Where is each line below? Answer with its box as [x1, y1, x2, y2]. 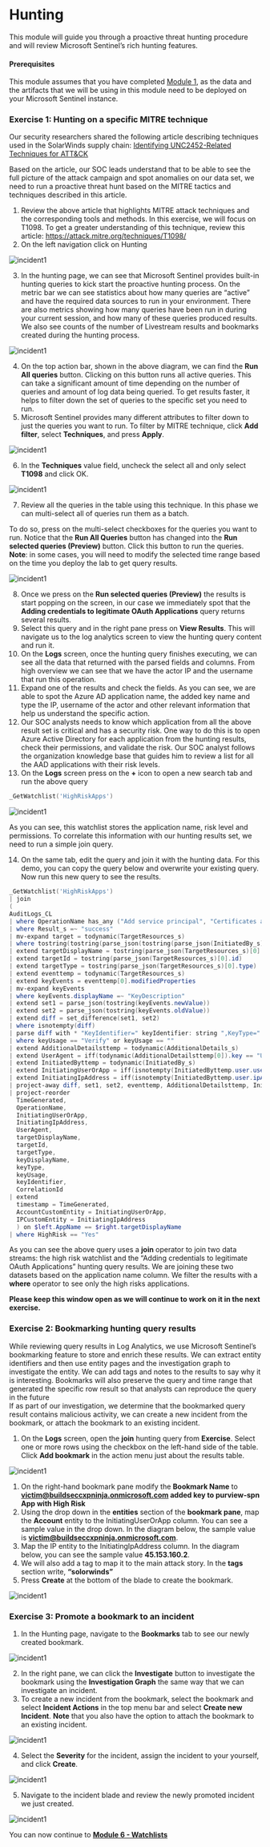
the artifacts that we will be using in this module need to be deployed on [9, 86, 247, 95]
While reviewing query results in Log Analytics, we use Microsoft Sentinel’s [9, 1341, 257, 1351]
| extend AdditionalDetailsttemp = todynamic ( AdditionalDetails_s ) [9, 1044, 240, 1052]
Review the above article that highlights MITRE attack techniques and [20, 206, 250, 216]
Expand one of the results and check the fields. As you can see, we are [20, 683, 256, 693]
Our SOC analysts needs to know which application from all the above [20, 717, 252, 727]
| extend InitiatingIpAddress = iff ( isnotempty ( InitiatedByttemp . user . [9, 1074, 253, 1082]
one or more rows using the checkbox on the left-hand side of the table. [20, 1441, 259, 1452]
